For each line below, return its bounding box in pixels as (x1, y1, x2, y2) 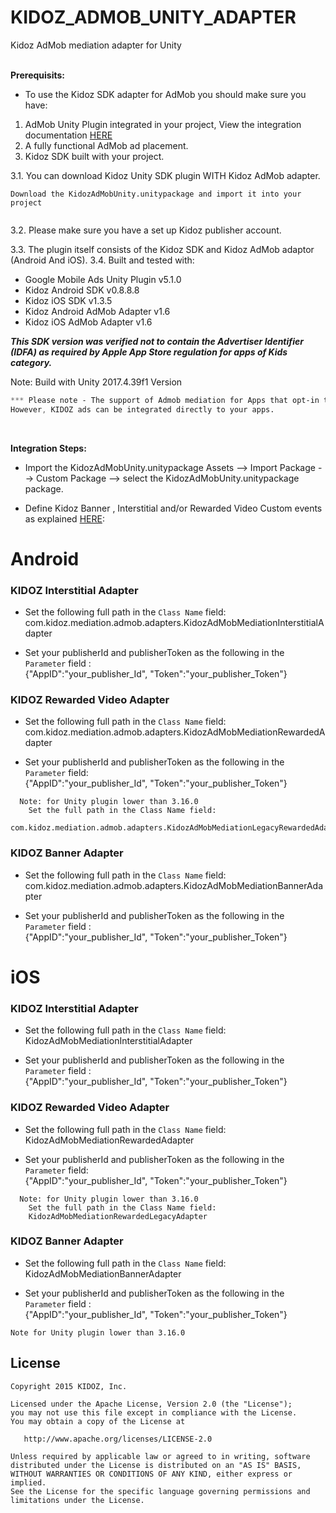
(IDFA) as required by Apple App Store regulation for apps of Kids (10, 346, 288, 358)
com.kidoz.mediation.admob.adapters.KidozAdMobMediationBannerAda (24, 879, 324, 891)
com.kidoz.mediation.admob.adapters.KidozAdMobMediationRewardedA (24, 726, 326, 738)
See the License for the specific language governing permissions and (10, 1486, 311, 1496)
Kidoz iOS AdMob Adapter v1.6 (24, 316, 153, 328)
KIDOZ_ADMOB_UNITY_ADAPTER (10, 6, 297, 29)
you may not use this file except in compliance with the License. (10, 1407, 298, 1418)
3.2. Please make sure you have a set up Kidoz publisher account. (10, 224, 282, 236)
